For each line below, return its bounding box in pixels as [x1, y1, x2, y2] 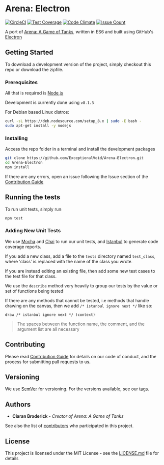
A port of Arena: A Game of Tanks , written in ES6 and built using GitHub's [5, 29, 154, 34]
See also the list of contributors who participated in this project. [5, 423, 134, 429]
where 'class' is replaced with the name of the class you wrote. [5, 258, 133, 264]
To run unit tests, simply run [5, 206, 61, 212]
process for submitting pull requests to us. [5, 359, 91, 365]
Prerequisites [5, 79, 38, 86]
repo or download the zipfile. [5, 66, 64, 72]
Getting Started [5, 48, 54, 57]
